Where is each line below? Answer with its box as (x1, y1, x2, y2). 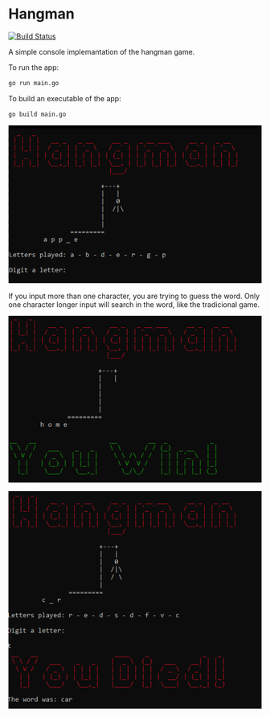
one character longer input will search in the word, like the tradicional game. (8, 300, 260, 309)
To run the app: (8, 62, 59, 72)
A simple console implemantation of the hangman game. (8, 47, 195, 56)
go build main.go (8, 110, 67, 118)
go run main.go (8, 79, 59, 87)
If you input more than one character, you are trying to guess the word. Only (8, 291, 260, 301)
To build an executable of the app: (8, 93, 122, 103)
